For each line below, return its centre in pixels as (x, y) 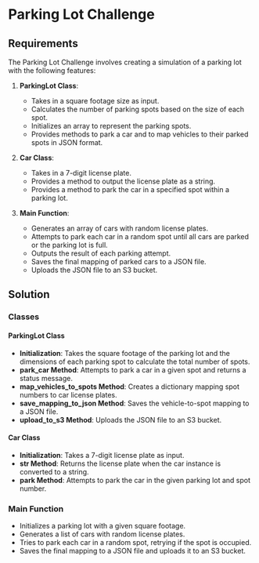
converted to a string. (54, 471)
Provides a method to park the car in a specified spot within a (130, 189)
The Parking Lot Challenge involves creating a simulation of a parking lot (125, 62)
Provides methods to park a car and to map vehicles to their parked (140, 134)
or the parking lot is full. (69, 245)
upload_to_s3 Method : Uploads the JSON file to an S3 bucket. (121, 420)
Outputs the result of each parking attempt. (101, 253)
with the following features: (52, 71)
